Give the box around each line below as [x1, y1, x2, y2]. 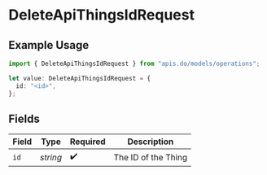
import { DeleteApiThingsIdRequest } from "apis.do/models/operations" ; [8, 59, 260, 68]
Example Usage [8, 38, 90, 52]
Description [127, 136, 174, 147]
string [39, 151, 63, 163]
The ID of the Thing [113, 151, 188, 163]
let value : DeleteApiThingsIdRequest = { [8, 74, 151, 82]
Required [69, 136, 106, 147]
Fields [8, 112, 41, 125]
